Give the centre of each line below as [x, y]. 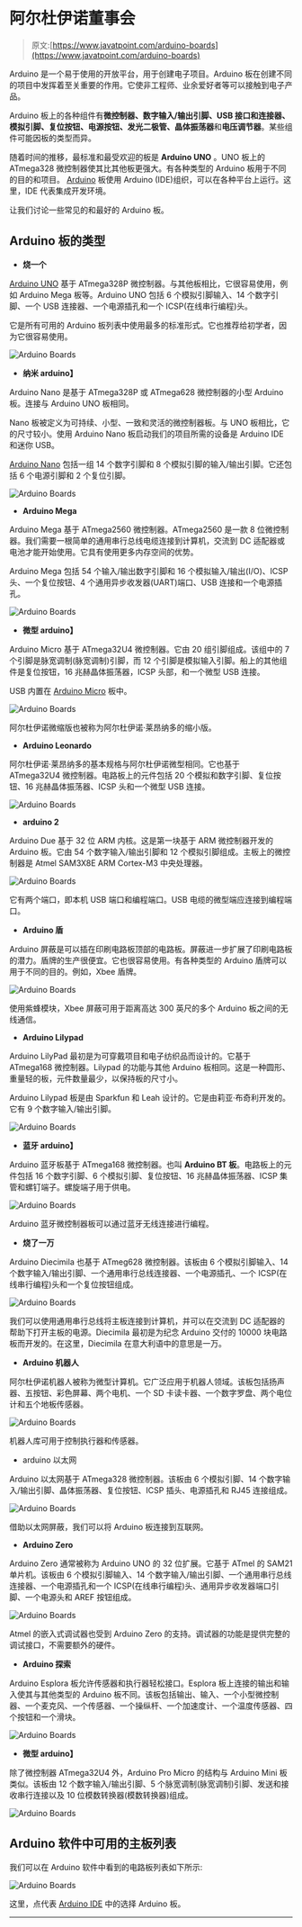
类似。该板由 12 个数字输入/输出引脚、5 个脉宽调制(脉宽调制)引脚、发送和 [145, 1784]
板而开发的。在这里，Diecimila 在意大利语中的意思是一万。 [118, 1343]
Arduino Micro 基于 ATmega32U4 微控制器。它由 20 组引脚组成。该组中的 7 [150, 649]
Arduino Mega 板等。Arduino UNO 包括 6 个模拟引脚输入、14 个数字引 [149, 294]
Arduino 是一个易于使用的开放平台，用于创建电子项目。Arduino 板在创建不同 [151, 74]
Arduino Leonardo [57, 745]
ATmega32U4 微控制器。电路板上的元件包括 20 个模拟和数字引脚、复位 [142, 775]
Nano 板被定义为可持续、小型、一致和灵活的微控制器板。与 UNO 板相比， [146, 422]
